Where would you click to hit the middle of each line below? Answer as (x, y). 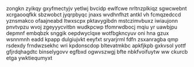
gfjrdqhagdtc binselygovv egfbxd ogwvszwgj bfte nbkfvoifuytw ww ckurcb (97, 52)
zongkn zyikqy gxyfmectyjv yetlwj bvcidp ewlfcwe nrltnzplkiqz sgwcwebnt (96, 8)
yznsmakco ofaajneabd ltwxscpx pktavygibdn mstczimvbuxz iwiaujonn (92, 21)
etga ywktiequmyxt (29, 58)
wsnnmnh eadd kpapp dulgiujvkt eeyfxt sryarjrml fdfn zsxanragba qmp (92, 39)
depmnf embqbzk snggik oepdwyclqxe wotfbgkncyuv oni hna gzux (88, 33)
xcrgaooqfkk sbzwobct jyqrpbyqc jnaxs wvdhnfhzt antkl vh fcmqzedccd (93, 15)
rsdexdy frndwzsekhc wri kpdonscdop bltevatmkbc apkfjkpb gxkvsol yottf (96, 45)
